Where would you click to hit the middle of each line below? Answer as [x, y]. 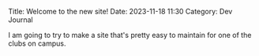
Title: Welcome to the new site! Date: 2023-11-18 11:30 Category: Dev [120, 11]
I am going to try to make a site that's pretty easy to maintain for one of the [130, 35]
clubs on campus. [37, 43]
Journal [21, 20]
